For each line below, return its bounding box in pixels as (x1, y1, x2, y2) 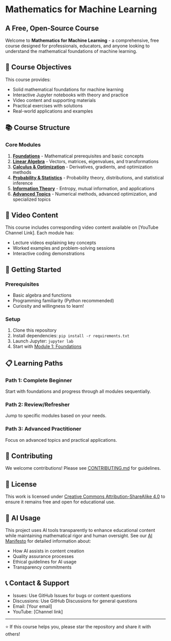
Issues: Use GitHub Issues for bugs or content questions (12, 592, 131, 598)
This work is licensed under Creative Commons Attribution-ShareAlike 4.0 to (5, 493, 165, 500)
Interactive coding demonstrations (12, 251, 85, 257)
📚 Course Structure (5, 123, 70, 132)
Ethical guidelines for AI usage (12, 559, 77, 565)
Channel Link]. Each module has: (5, 230, 74, 236)
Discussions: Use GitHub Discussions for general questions (12, 598, 137, 604)
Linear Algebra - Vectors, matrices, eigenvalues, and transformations (12, 158, 159, 164)
